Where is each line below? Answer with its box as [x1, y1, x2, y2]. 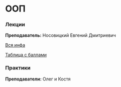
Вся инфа [5, 42, 25, 48]
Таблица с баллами [5, 52, 47, 58]
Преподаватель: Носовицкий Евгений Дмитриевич [5, 32, 116, 38]
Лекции [5, 21, 25, 28]
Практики [5, 64, 31, 71]
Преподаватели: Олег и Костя [5, 76, 71, 82]
